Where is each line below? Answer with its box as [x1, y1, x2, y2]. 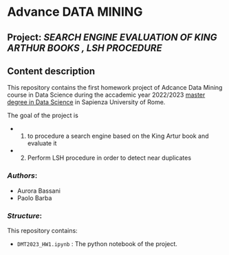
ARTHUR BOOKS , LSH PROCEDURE [7, 42, 163, 53]
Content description [7, 65, 95, 77]
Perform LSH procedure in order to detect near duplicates [27, 154, 191, 162]
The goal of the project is [7, 111, 79, 120]
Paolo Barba [17, 193, 52, 202]
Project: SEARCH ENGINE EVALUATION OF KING [7, 32, 217, 43]
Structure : [7, 210, 43, 220]
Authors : [7, 171, 38, 180]
